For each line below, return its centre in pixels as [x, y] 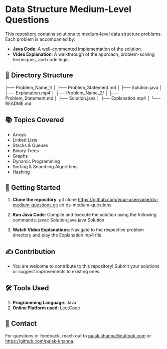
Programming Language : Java [44, 303]
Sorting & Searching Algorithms [45, 166]
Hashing [21, 172]
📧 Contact [21, 324]
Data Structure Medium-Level [68, 9]
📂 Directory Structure [39, 76]
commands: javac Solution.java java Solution [58, 220]
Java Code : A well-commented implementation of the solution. [77, 49]
